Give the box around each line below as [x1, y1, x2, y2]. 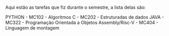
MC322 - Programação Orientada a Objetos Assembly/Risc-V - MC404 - [5, 20, 159, 25]
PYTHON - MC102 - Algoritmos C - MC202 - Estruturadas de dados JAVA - [5, 14, 164, 20]
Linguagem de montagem [5, 25, 60, 31]
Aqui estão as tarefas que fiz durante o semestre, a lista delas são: [5, 5, 146, 10]
